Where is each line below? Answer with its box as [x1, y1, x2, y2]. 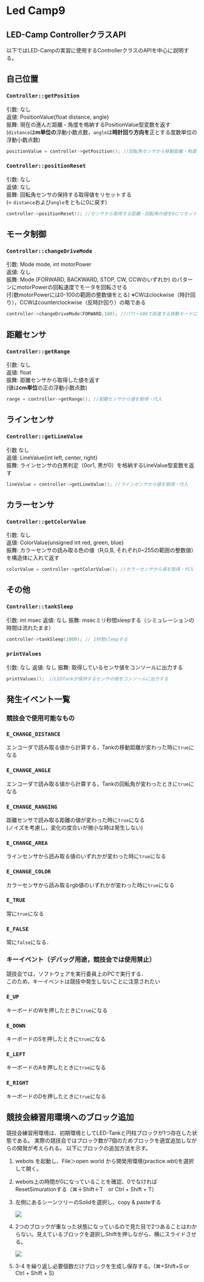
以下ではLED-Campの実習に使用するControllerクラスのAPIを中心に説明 [6, 47, 184, 54]
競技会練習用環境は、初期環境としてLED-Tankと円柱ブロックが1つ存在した [6, 1129, 192, 1136]
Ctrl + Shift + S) [15, 1269, 55, 1277]
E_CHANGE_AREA [6, 839, 48, 847]
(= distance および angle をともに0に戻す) [6, 199, 107, 206]
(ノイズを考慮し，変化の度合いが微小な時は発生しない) [6, 823, 143, 831]
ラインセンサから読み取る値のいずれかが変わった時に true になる [6, 853, 166, 860]
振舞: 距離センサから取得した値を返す [6, 376, 100, 384]
